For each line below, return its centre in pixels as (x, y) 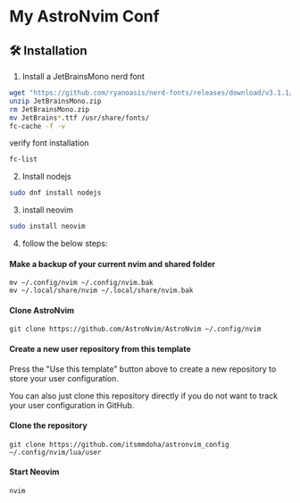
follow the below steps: (65, 243)
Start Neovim (34, 472)
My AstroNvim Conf (84, 17)
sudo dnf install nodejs (55, 193)
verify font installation (49, 143)
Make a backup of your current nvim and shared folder (112, 264)
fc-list (24, 159)
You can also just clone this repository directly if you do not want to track (144, 396)
